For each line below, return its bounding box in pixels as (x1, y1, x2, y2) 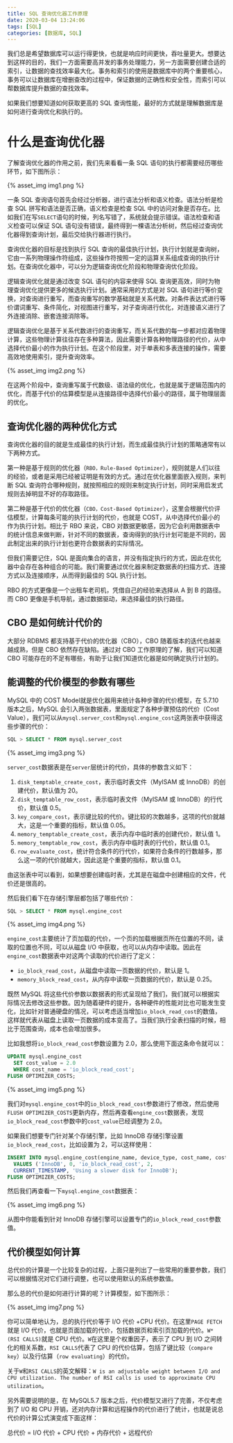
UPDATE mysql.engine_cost (7, 1053, 82, 1061)
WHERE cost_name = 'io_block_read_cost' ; (13, 1066, 135, 1073)
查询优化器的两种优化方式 (7, 421, 116, 432)
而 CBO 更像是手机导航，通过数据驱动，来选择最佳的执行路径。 (7, 595, 188, 602)
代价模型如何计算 (7, 1246, 80, 1258)
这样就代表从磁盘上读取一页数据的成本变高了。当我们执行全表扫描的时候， (7, 1016, 220, 1024)
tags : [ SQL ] (7, 23, 42, 30)
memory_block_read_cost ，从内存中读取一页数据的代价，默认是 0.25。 (17, 975, 216, 984)
